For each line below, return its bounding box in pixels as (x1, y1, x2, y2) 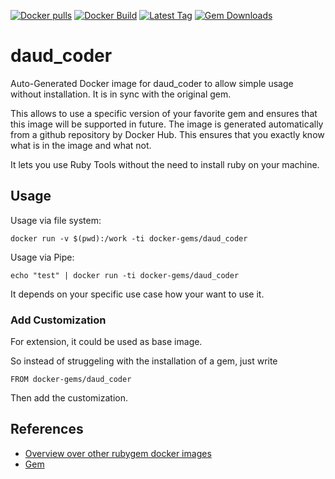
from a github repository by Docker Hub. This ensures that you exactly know (10, 128, 325, 140)
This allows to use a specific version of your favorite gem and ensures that (10, 107, 318, 119)
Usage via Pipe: (10, 251, 75, 263)
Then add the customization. (10, 392, 129, 404)
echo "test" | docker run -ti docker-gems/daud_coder (10, 270, 240, 280)
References (10, 421, 84, 438)
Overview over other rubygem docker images (24, 447, 212, 459)
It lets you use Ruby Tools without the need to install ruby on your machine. (10, 158, 320, 170)
